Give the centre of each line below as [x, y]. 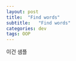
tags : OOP [19, 34]
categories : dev [26, 28]
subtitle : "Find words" [38, 23]
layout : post [22, 12]
